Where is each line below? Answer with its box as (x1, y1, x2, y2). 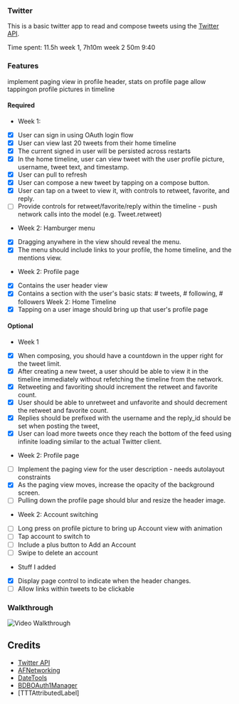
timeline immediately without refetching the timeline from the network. (17, 374, 224, 383)
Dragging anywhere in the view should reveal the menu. (17, 238, 181, 246)
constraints (17, 473, 51, 482)
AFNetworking (17, 666, 60, 674)
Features (7, 61, 39, 71)
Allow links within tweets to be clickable (17, 584, 135, 593)
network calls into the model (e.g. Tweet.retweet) (17, 210, 162, 219)
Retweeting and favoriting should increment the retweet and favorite (17, 382, 218, 391)
